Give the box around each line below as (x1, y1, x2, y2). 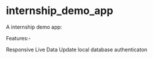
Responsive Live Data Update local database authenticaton (6, 46, 148, 53)
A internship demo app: (6, 23, 62, 30)
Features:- (6, 34, 31, 41)
